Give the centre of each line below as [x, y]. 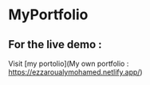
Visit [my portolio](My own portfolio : [69, 63]
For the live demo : [55, 45]
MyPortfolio [48, 15]
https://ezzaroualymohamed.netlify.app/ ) [75, 72]
